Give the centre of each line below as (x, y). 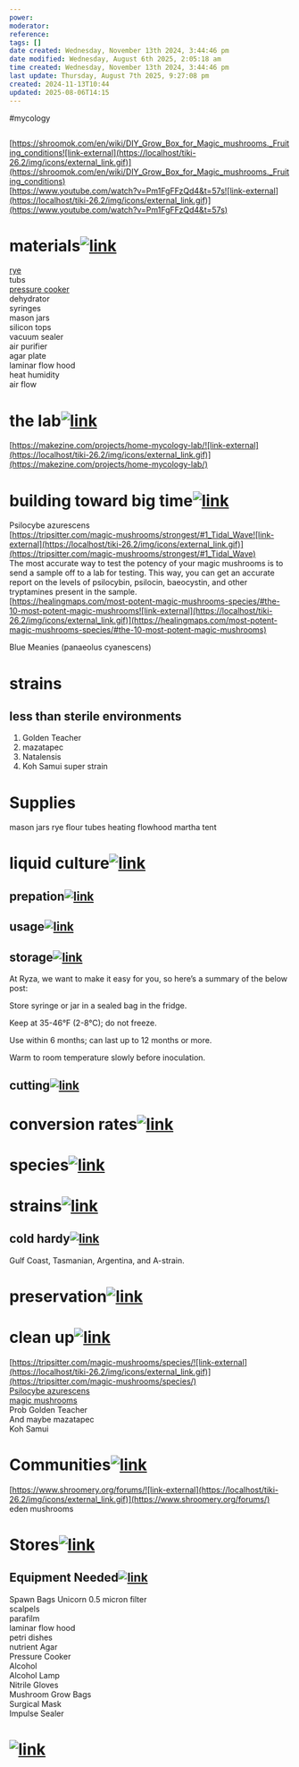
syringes (25, 309)
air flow (23, 385)
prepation (37, 896)
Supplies (42, 803)
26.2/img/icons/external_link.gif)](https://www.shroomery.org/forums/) (140, 1499)
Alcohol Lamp (35, 1675)
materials (45, 246)
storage (31, 957)
